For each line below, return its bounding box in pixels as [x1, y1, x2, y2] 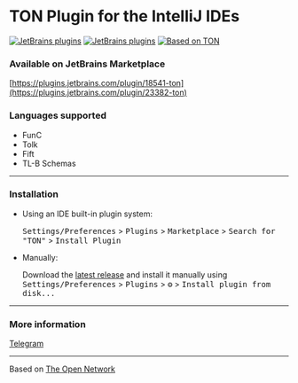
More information [9, 317, 86, 330]
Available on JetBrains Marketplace [9, 58, 166, 70]
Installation [9, 188, 59, 200]
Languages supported [9, 109, 106, 121]
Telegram [9, 339, 44, 349]
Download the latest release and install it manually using [21, 269, 228, 280]
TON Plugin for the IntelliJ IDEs [9, 6, 240, 27]
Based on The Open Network [9, 363, 116, 374]
